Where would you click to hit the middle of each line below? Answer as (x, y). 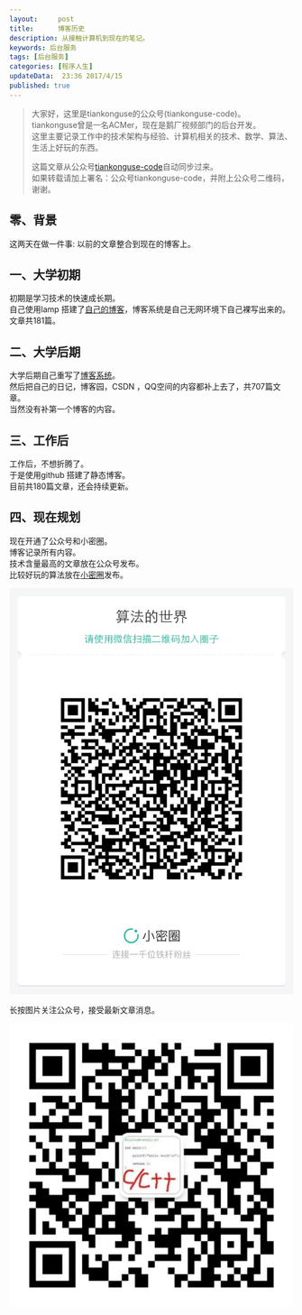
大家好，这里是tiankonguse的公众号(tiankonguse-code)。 (138, 114)
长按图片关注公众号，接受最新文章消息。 (84, 1010)
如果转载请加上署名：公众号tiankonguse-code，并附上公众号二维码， (160, 178)
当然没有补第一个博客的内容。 (64, 409)
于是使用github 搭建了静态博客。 (70, 475)
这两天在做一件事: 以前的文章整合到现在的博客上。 (102, 244)
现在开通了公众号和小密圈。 (61, 540)
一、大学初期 (45, 275)
